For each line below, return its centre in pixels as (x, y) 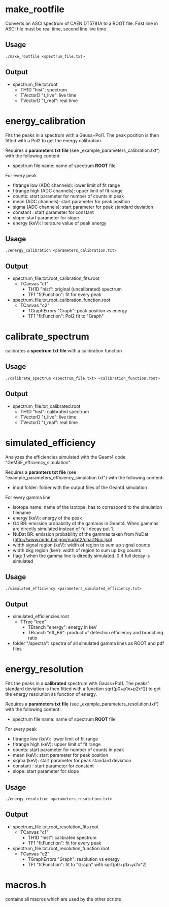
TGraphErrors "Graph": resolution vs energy (74, 859)
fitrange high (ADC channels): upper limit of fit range (67, 190)
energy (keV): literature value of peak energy (59, 223)
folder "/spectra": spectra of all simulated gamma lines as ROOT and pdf (88, 643)
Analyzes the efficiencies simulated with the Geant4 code (65, 457)
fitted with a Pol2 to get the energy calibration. (54, 140)
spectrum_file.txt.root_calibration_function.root (61, 300)
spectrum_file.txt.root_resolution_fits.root (56, 827)
